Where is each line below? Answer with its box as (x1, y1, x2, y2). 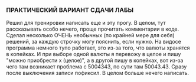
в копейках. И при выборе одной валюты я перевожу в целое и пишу (6, 51, 181, 58)
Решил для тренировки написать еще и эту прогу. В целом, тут (6, 19, 166, 27)
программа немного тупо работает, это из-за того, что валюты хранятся (6, 44, 190, 51)
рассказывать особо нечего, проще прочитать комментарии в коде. (6, 25, 179, 32)
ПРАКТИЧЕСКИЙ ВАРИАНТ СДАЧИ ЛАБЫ (6, 6, 134, 14)
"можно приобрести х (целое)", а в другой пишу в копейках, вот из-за (6, 57, 184, 64)
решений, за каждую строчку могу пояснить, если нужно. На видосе (6, 38, 181, 45)
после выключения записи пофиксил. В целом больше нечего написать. (6, 70, 190, 77)
